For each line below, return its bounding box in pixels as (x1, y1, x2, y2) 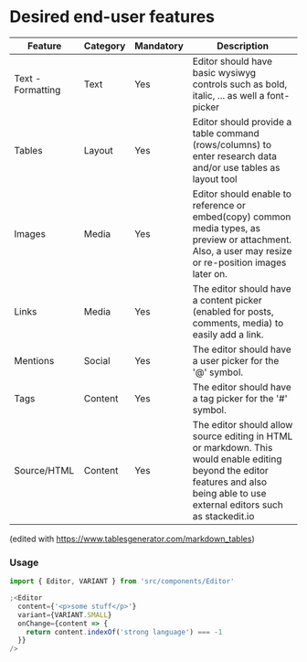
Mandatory (133, 39, 185, 52)
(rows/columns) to (192, 138, 272, 151)
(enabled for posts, (192, 304, 274, 317)
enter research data (192, 149, 277, 162)
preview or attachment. (192, 233, 292, 246)
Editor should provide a (192, 115, 292, 128)
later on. (192, 267, 228, 280)
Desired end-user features (9, 6, 216, 27)
